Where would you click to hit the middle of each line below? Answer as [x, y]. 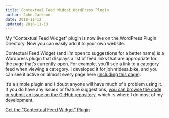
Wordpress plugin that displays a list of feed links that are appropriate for [81, 59]
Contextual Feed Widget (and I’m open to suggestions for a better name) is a [85, 53]
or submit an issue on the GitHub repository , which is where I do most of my [84, 95]
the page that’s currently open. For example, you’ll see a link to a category [82, 64]
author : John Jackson [28, 15]
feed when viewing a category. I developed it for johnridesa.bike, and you [81, 69]
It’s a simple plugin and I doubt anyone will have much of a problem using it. [84, 84]
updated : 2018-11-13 [27, 24]
